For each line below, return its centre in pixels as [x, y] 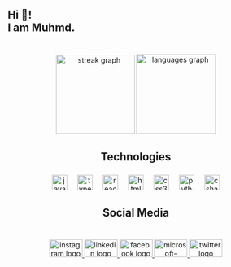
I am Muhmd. [41, 28]
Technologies [136, 157]
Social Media [136, 213]
